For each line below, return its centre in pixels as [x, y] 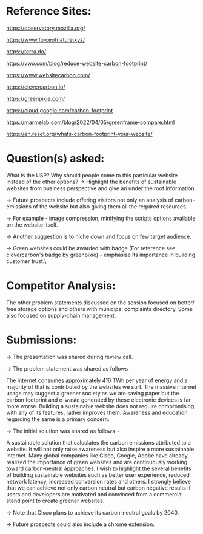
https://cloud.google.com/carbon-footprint [60, 110]
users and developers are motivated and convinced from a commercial [95, 494]
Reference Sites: [49, 11]
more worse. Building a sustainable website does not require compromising [100, 406]
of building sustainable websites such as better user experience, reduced [98, 474]
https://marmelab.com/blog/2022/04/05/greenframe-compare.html [91, 122]
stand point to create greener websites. [55, 501]
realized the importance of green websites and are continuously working [97, 462]
